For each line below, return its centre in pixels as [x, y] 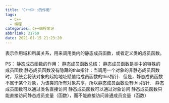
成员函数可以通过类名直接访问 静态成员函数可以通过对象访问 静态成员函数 [81, 89]
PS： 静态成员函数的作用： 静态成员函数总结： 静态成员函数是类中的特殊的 [83, 64]
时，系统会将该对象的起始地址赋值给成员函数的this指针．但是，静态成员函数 [84, 76]
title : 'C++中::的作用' [29, 10]
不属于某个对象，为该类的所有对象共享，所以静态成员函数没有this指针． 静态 [85, 83]
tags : [11, 15]
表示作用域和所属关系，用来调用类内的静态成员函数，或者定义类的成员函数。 [85, 53]
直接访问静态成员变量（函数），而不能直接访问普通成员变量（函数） [79, 95]
